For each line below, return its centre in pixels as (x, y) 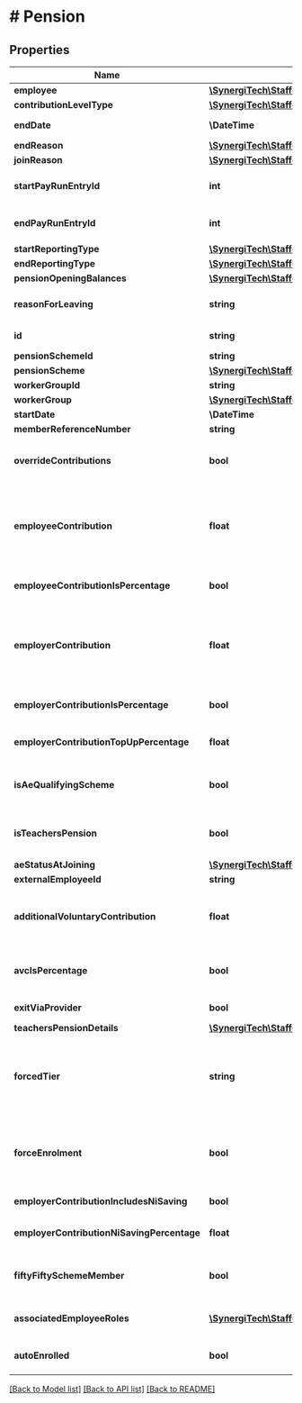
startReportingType (57, 249)
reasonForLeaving (54, 304)
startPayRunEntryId (57, 186)
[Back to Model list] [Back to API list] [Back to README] (112, 1389)
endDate (32, 125)
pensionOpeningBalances (71, 278)
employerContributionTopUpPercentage (102, 742)
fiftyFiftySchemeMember (69, 1276)
